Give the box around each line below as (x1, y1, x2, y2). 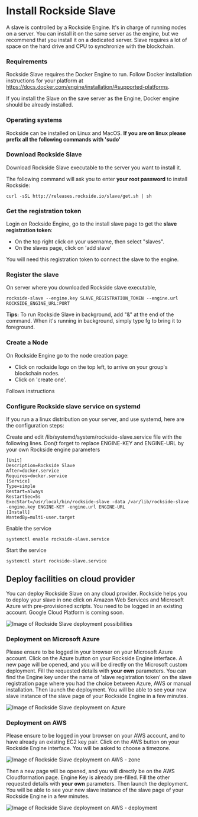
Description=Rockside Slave (6, 463, 76, 469)
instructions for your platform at (6, 77, 84, 84)
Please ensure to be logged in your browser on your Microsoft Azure (6, 648, 173, 655)
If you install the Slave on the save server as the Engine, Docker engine (6, 95, 179, 102)
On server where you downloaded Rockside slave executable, (6, 284, 157, 291)
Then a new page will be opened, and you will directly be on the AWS (6, 768, 175, 775)
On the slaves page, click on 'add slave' (14, 245, 112, 252)
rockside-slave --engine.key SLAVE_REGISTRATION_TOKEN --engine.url (6, 295, 178, 301)
